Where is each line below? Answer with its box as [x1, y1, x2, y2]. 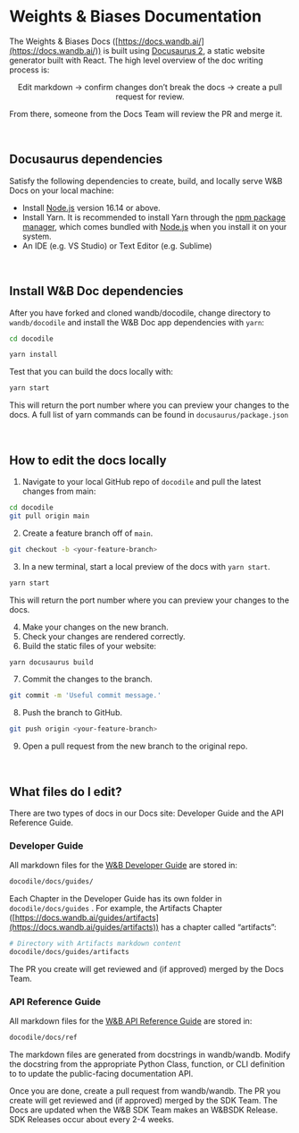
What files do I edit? [9, 784, 122, 799]
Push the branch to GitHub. [21, 707, 123, 718]
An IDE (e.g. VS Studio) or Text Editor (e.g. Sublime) [21, 240, 212, 251]
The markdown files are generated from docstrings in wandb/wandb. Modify [9, 1049, 291, 1061]
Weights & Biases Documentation [9, 6, 262, 27]
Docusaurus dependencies [9, 152, 163, 167]
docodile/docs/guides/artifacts [9, 947, 129, 956]
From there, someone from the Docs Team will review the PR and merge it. [9, 108, 283, 119]
